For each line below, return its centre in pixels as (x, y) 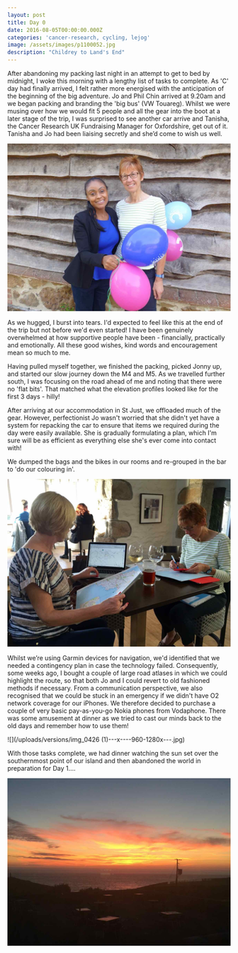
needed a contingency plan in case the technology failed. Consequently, (113, 665)
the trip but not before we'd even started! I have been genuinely (100, 330)
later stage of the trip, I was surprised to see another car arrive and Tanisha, (118, 118)
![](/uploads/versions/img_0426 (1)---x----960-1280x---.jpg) (96, 740)
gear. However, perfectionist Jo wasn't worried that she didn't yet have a (113, 418)
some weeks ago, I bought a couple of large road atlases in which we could (118, 673)
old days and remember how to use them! (68, 726)
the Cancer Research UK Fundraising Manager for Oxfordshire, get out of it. (118, 126)
